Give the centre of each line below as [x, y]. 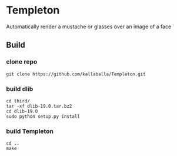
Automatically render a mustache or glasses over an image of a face [89, 26]
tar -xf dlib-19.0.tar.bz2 [39, 106]
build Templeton [30, 131]
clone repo [22, 62]
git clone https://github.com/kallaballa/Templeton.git [76, 74]
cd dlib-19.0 [22, 111]
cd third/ [18, 101]
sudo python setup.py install [43, 116]
